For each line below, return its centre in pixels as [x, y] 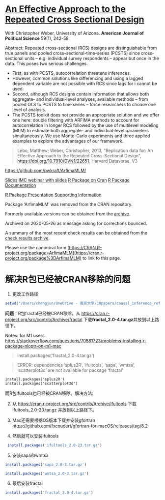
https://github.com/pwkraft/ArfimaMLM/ [46, 170]
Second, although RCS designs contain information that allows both [81, 94]
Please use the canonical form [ [37, 247]
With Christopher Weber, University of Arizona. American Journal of [74, 33]
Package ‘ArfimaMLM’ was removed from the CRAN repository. [69, 204]
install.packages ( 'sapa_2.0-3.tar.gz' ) [46, 465]
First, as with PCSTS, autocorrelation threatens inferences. [71, 73]
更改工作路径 [25, 294]
